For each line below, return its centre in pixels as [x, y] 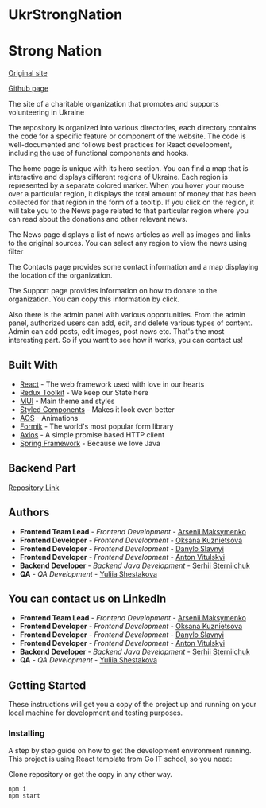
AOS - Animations [49, 418]
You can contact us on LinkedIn [87, 598]
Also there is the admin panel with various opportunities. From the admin [127, 315]
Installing [27, 733]
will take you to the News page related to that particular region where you [128, 211]
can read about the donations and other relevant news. [98, 219]
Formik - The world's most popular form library [96, 426]
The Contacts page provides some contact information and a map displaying [133, 267]
